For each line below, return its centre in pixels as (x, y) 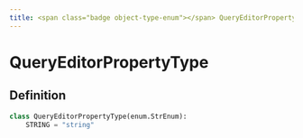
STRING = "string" (60, 124)
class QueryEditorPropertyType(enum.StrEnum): (98, 116)
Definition (37, 96)
